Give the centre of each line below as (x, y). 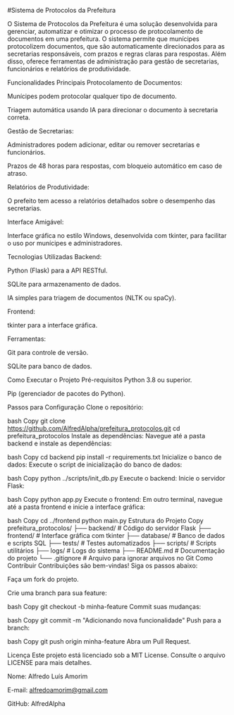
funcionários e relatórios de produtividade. (69, 69)
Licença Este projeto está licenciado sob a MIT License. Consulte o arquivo (116, 655)
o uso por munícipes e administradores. (65, 243)
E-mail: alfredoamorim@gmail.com (57, 690)
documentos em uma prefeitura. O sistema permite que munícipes (103, 39)
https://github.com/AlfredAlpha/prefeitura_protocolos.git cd (94, 428)
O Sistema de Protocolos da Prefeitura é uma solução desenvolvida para (112, 24)
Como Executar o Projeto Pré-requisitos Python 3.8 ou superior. (100, 380)
